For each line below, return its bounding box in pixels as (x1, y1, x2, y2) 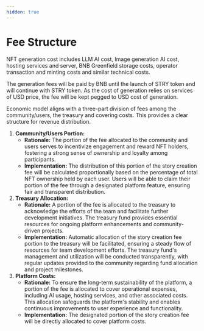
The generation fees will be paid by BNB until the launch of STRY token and (6, 80, 196, 87)
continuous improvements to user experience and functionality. (24, 304, 183, 311)
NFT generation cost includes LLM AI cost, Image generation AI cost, (6, 55, 180, 63)
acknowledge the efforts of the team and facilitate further (24, 207, 169, 215)
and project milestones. (24, 266, 83, 273)
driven (24, 227, 41, 234)
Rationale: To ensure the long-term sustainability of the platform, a (24, 279, 192, 286)
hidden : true (6, 9, 40, 15)
